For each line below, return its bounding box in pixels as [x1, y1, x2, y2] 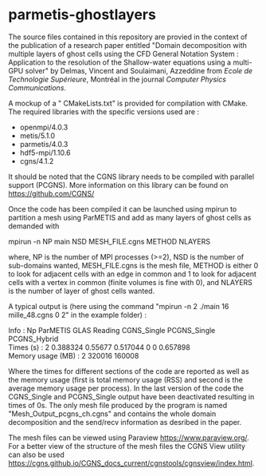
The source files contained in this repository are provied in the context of [8, 32, 248, 42]
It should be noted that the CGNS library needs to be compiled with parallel [8, 172, 255, 181]
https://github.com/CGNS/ [8, 188, 95, 198]
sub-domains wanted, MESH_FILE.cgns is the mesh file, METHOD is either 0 [8, 260, 259, 270]
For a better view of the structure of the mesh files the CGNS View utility [8, 441, 245, 450]
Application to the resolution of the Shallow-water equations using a [8, 58, 232, 67]
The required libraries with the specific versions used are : [8, 106, 200, 117]
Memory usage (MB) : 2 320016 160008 [8, 351, 139, 360]
